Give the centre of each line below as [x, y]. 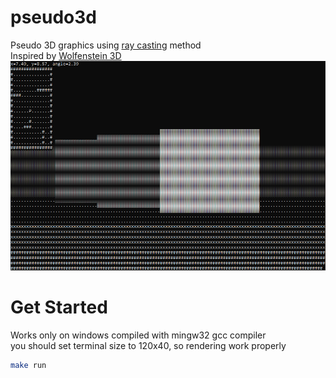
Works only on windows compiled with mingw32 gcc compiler [138, 335]
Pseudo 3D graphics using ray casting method [106, 45]
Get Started [59, 307]
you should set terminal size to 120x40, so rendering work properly [148, 345]
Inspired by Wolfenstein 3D [66, 55]
